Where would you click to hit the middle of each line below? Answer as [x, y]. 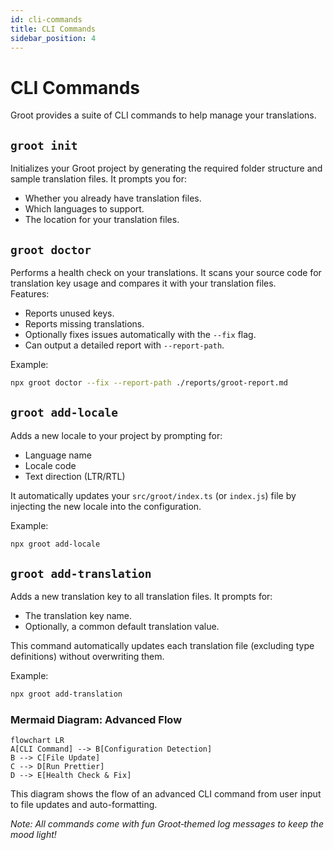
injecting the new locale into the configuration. [106, 506]
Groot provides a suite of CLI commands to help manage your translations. [163, 115]
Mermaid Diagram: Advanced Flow [96, 720]
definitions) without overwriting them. [87, 657]
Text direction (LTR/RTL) [75, 476]
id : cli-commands [46, 19]
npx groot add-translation [66, 694]
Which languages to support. [84, 209]
